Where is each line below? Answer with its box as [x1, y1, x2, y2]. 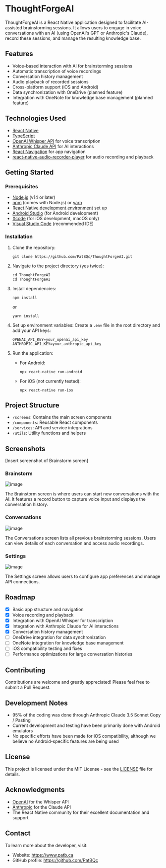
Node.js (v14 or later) [12, 194, 55, 200]
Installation [5, 233, 33, 240]
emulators [12, 728, 33, 734]
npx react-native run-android [19, 369, 83, 374]
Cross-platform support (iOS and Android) [12, 84, 99, 90]
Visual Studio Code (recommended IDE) [12, 221, 94, 227]
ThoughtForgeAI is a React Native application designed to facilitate [5, 19, 141, 25]
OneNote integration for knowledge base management [12, 640, 124, 646]
